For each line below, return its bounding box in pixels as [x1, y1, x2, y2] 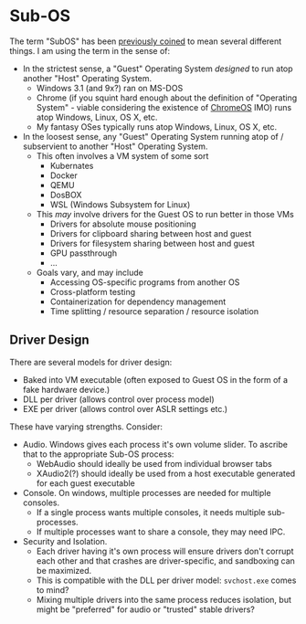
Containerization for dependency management [49, 296, 227, 307]
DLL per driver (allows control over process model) [22, 394, 215, 405]
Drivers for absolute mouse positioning [49, 218, 196, 229]
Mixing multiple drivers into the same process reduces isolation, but [36, 594, 292, 605]
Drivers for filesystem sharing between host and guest [49, 238, 256, 249]
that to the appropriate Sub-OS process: [22, 449, 174, 460]
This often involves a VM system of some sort [36, 150, 209, 161]
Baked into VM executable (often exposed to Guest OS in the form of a [22, 374, 289, 385]
